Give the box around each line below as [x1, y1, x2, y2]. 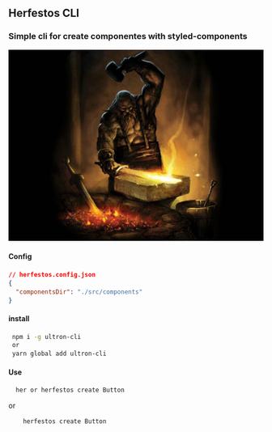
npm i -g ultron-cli [11, 332, 82, 341]
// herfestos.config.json [8, 270, 96, 278]
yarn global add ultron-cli [11, 349, 107, 358]
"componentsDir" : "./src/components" [15, 287, 143, 296]
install [8, 313, 30, 323]
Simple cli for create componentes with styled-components [8, 31, 248, 42]
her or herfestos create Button [15, 386, 125, 395]
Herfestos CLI [8, 6, 79, 20]
